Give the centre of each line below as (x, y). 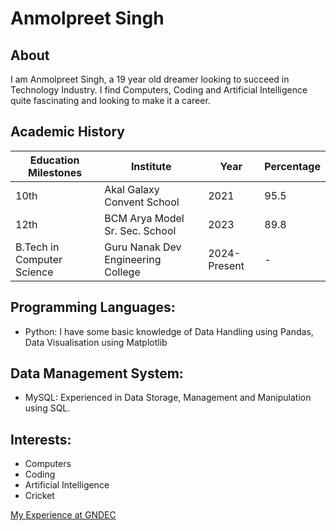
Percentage (292, 166)
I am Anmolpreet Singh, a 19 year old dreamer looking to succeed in (150, 79)
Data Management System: (97, 373)
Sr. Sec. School (140, 230)
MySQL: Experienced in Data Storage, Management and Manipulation (168, 398)
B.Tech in (37, 247)
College (122, 272)
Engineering (133, 259)
